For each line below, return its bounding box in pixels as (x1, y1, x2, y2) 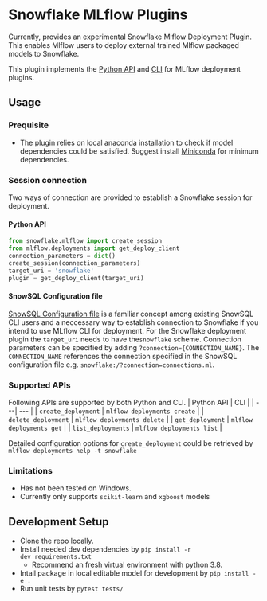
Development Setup (8, 515, 109, 529)
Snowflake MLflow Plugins (8, 6, 188, 24)
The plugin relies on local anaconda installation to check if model (19, 138, 234, 147)
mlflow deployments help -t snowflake (8, 447, 137, 455)
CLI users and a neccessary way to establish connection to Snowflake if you (8, 317, 259, 327)
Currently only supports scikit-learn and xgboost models (19, 492, 210, 501)
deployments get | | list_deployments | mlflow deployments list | (8, 423, 222, 432)
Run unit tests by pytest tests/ (19, 583, 124, 593)
